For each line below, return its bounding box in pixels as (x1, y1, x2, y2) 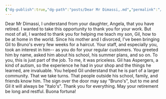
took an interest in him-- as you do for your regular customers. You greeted (5, 47, 159, 52)
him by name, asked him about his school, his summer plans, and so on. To (5, 52, 158, 58)
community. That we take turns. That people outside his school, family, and (5, 73, 158, 78)
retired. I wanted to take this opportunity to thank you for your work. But (5, 25, 152, 32)
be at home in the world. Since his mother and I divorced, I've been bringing (5, 36, 160, 42)
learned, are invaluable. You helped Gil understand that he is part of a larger (5, 67, 160, 74)
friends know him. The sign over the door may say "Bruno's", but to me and (5, 78, 159, 84)
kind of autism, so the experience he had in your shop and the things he (5, 62, 152, 68)
